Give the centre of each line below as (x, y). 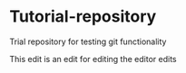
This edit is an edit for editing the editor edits (93, 59)
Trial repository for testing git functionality (88, 41)
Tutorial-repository (83, 17)
